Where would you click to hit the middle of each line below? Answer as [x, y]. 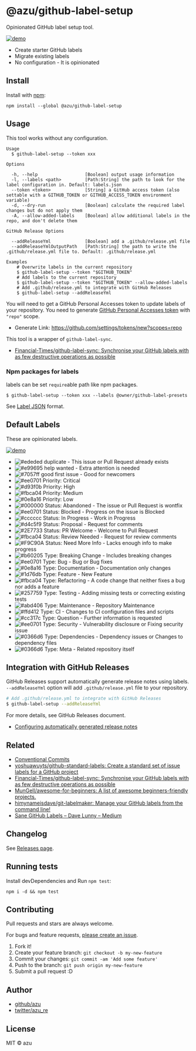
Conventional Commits [42, 759]
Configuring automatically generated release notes [76, 727]
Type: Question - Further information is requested [102, 618]
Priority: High [59, 487]
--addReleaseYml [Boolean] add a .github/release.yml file [101, 241]
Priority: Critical [61, 480]
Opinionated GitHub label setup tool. [50, 27]
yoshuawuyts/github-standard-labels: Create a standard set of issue [97, 766]
